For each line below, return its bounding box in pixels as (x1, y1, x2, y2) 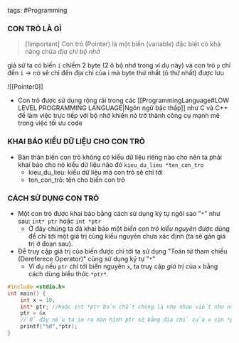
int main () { (7, 290, 46, 297)
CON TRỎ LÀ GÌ (7, 23, 62, 33)
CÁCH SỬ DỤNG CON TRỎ (7, 193, 100, 203)
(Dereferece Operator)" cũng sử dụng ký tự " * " (17, 254, 156, 263)
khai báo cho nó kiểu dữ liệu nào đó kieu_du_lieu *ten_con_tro (17, 160, 204, 169)
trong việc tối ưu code (17, 119, 83, 127)
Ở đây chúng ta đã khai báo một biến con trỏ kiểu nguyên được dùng (28, 224, 230, 233)
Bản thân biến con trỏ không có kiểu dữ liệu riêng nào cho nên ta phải (17, 153, 223, 161)
